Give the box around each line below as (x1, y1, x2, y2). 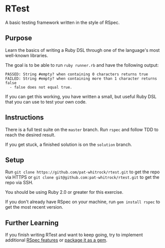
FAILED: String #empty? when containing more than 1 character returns (5, 76, 157, 81)
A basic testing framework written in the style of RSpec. (5, 19, 120, 25)
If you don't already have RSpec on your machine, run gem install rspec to (5, 199, 161, 205)
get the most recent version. (5, 204, 63, 210)
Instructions (5, 113, 44, 122)
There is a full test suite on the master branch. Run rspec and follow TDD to (5, 126, 159, 132)
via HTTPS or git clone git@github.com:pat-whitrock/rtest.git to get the (5, 174, 160, 180)
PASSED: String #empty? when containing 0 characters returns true (5, 72, 149, 77)
